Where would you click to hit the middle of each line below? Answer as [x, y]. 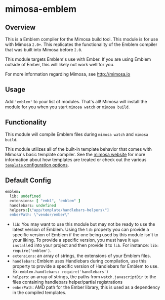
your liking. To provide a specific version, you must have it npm [75, 240]
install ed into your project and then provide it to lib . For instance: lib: [86, 245]
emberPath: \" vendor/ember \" [40, 214]
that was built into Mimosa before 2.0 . [44, 50]
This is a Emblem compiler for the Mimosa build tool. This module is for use [82, 39]
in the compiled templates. [39, 292]
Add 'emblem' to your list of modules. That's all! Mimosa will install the [76, 101]
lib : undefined [25, 196]
